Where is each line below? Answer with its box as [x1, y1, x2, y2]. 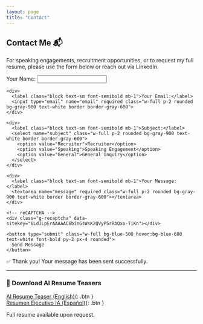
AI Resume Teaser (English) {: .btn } [6, 293, 94, 300]
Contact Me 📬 [6, 38, 63, 48]
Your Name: [6, 75, 36, 82]
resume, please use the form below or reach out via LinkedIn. [6, 63, 159, 70]
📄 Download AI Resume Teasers [6, 279, 101, 288]
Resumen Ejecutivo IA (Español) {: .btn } [6, 299, 105, 306]
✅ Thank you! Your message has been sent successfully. [6, 258, 148, 265]
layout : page [6, 8, 39, 15]
